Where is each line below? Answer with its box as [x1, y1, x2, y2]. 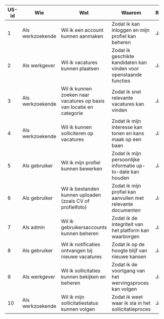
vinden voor [111, 65, 139, 72]
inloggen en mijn [111, 27, 150, 33]
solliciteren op [61, 130, 94, 136]
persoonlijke [111, 156, 140, 163]
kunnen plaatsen [61, 65, 99, 72]
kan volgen [111, 286, 137, 292]
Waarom [121, 9, 142, 16]
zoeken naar [61, 91, 90, 98]
